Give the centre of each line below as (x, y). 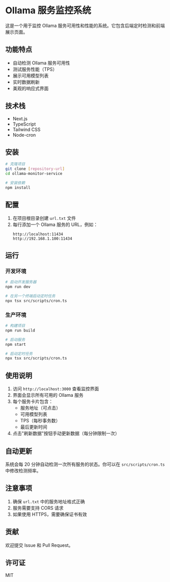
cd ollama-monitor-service (34, 174)
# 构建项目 (15, 326)
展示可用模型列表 (31, 75)
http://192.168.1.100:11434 (42, 238)
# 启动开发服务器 (21, 282)
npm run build (20, 330)
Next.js (20, 118)
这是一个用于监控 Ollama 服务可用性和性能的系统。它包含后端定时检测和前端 (85, 26)
